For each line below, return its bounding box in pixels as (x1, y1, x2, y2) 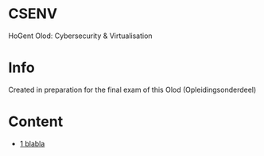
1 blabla (19, 139, 45, 148)
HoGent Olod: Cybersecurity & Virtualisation (8, 31, 153, 40)
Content (8, 112, 64, 131)
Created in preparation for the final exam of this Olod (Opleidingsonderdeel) (8, 85, 257, 94)
